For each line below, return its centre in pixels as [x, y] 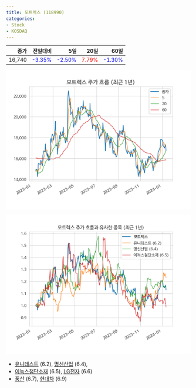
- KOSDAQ [17, 31]
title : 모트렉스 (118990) [35, 12]
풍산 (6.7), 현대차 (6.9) [41, 379]
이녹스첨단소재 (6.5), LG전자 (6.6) [53, 371]
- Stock [16, 25]
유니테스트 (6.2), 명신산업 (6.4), [51, 364]
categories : [21, 19]
